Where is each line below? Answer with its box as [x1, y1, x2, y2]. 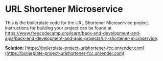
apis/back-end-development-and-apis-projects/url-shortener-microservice [5, 35, 157, 41]
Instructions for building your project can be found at [5, 25, 112, 30]
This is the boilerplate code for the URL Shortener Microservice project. [5, 20, 149, 26]
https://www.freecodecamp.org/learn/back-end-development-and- [5, 30, 141, 36]
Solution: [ [5, 45, 27, 51]
